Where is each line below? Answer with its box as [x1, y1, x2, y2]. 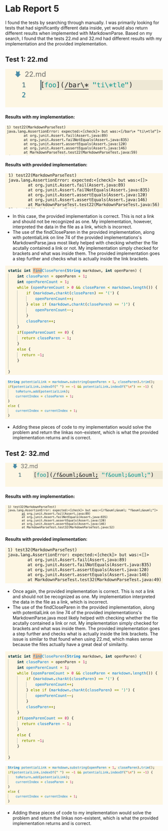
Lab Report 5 [5, 3, 59, 14]
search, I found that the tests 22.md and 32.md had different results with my [5, 35, 162, 41]
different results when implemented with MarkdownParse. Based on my [5, 30, 152, 36]
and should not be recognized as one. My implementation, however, [12, 218, 152, 224]
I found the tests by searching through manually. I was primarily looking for [5, 19, 159, 25]
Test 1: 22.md [5, 55, 48, 64]
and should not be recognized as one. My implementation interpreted [12, 593, 155, 600]
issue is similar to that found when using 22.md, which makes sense [12, 636, 153, 642]
